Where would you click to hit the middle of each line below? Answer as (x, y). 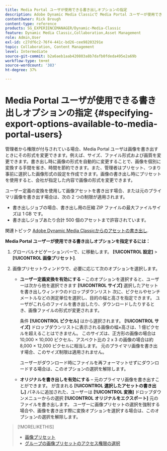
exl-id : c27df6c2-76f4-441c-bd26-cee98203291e (54, 42)
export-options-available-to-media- (82, 124)
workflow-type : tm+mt (28, 61)
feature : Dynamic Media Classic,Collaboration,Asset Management (73, 33)
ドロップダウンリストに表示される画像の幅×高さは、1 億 (89, 327)
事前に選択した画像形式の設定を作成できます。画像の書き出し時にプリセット (83, 174)
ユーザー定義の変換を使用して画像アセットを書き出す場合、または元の (77, 190)
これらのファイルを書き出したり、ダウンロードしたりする (92, 304)
